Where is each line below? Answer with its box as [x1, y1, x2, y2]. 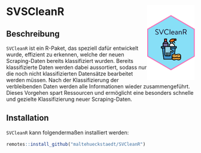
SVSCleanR [6, 5, 65, 19]
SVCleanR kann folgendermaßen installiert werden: [6, 128, 129, 136]
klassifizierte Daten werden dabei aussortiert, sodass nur [6, 64, 147, 71]
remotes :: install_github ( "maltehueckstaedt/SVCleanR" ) [6, 141, 146, 147]
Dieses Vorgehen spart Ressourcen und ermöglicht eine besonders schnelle [6, 89, 194, 96]
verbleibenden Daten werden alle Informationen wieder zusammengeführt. [6, 83, 190, 90]
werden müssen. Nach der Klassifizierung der [6, 77, 119, 83]
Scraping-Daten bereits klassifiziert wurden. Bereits [6, 58, 133, 64]
